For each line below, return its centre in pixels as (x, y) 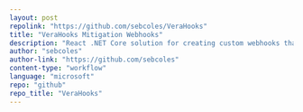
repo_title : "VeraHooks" (56, 93)
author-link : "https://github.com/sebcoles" (94, 60)
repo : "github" (38, 85)
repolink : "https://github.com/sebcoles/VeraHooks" (108, 26)
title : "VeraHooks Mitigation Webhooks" (87, 34)
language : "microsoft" (52, 77)
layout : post (34, 18)
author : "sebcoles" (46, 51)
